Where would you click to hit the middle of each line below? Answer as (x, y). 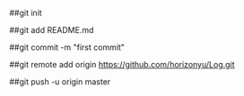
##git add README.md (52, 30)
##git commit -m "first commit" (67, 47)
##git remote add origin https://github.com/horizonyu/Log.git (122, 64)
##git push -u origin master (60, 82)
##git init (26, 13)
